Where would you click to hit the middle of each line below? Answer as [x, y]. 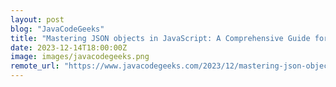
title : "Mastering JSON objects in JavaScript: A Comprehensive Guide [160, 38]
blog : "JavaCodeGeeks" [57, 29]
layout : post [37, 19]
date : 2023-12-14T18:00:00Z [69, 47]
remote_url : [35, 66]
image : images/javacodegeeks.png [80, 57]
